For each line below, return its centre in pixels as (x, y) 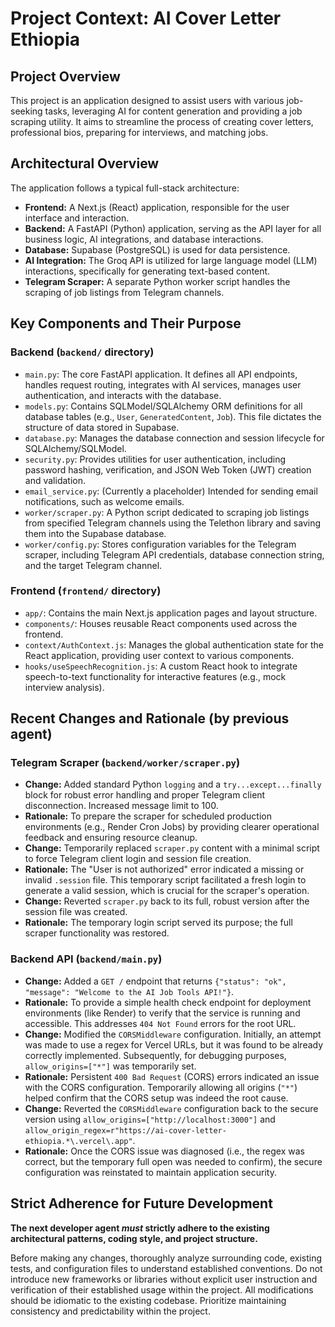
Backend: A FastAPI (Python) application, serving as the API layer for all (173, 228)
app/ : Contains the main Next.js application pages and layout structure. (171, 613)
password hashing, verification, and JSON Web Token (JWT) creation (168, 469)
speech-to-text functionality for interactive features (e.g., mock (155, 676)
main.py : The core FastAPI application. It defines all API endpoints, (161, 374)
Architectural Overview (85, 163)
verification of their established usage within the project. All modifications (162, 1289)
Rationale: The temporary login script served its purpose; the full (158, 923)
